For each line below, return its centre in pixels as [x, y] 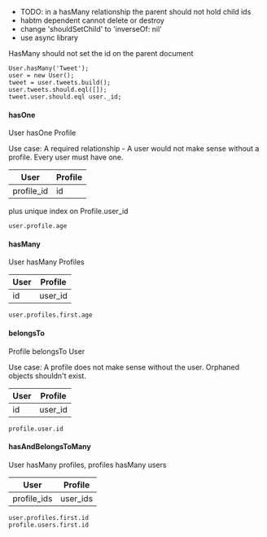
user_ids [77, 498]
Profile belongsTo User [47, 351]
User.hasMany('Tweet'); [49, 68]
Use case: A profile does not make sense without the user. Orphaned [124, 367]
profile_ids [33, 498]
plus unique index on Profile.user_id [68, 212]
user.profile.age [38, 226]
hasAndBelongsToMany [50, 447]
